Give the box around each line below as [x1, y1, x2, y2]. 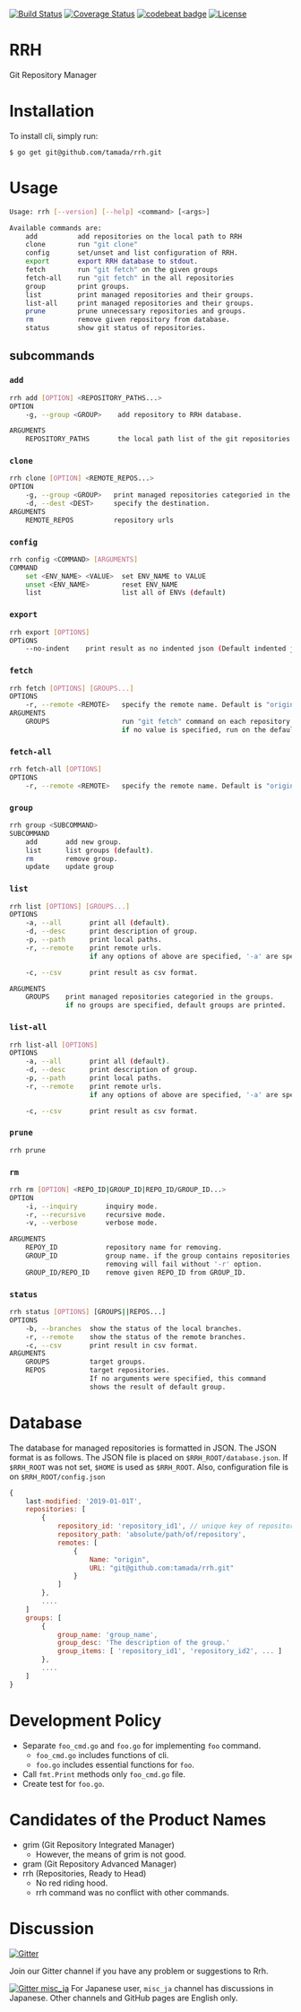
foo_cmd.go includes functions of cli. [35, 1749, 169, 1760]
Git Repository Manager [9, 69, 97, 80]
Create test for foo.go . [21, 1778, 105, 1789]
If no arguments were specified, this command [89, 1374, 267, 1383]
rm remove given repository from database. [25, 315, 230, 325]
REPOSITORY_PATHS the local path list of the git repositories [25, 435, 291, 444]
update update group [25, 862, 115, 872]
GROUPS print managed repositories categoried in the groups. [25, 992, 275, 1002]
